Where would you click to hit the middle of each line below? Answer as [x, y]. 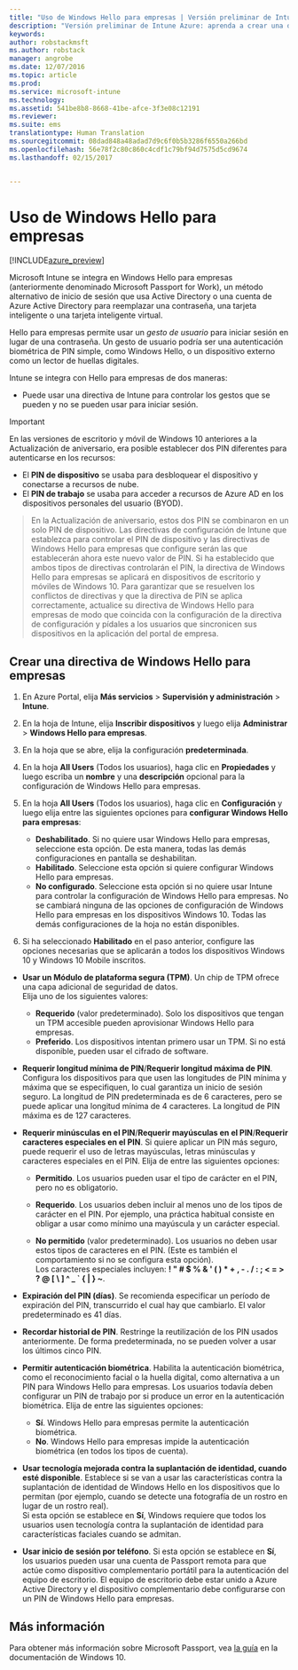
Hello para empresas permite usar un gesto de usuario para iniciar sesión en [149, 333]
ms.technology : [37, 100]
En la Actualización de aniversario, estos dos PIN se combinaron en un [160, 521]
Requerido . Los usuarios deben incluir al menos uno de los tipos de [159, 1205]
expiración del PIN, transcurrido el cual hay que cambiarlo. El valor [144, 1305]
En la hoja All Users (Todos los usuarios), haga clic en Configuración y [152, 803]
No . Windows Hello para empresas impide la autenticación [142, 1442]
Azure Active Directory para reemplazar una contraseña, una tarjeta [133, 306]
